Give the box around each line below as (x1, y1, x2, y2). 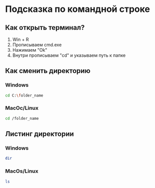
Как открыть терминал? (5, 23, 85, 32)
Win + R (12, 36, 29, 42)
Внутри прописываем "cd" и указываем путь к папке (12, 52, 126, 58)
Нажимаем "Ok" (12, 47, 47, 53)
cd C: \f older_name (5, 93, 43, 98)
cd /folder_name (5, 116, 39, 121)
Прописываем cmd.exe (12, 42, 62, 48)
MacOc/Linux (5, 104, 39, 111)
